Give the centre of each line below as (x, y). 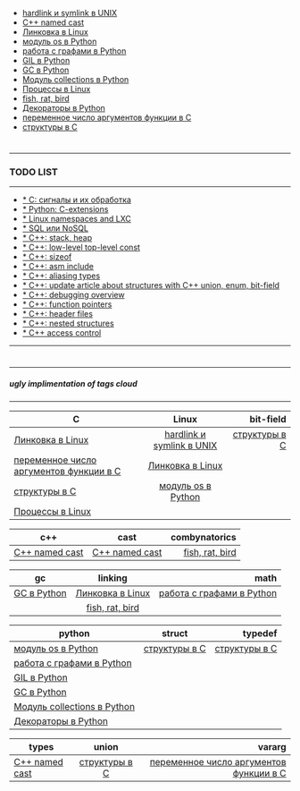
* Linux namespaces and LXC (77, 219)
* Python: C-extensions (65, 209)
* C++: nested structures (68, 323)
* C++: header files (58, 314)
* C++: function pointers (67, 304)
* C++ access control (62, 333)
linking (112, 578)
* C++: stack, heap (57, 238)
